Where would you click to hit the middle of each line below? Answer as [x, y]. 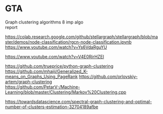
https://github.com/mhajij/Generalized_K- [46, 71]
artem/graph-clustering [29, 82]
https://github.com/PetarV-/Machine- [43, 87]
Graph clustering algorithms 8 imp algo [44, 22]
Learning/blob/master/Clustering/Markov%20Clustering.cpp [66, 92]
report [11, 27]
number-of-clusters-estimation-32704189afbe [52, 107]
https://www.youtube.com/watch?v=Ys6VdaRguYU [56, 47]
